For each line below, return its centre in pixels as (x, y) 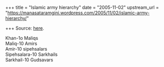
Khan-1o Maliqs (22, 38)
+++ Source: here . (25, 28)
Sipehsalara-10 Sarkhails (32, 54)
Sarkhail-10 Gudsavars (29, 60)
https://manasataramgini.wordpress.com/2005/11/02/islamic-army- (79, 13)
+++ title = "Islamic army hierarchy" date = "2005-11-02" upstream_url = (82, 7)
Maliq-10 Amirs (21, 43)
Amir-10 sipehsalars (26, 49)
